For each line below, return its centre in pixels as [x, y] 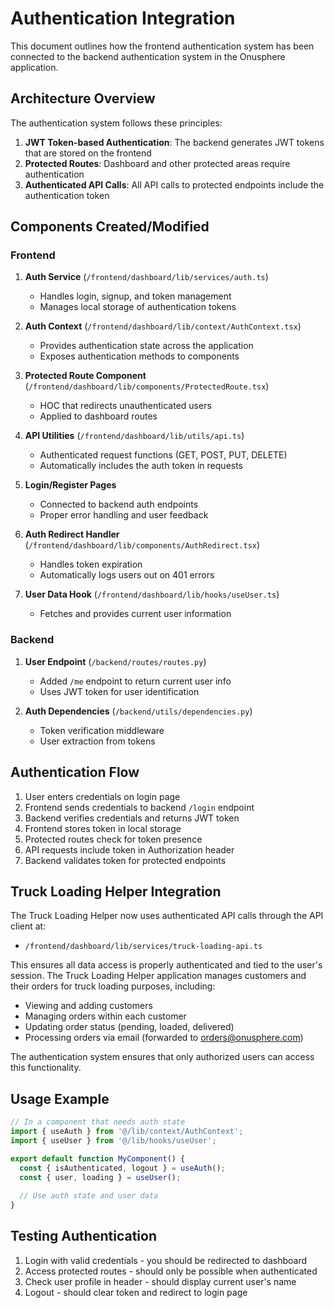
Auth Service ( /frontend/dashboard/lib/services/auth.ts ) [146, 277]
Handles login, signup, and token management [135, 296]
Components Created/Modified [110, 227]
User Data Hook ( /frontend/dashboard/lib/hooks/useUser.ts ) [152, 594]
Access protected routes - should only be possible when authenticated [171, 1271]
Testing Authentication [83, 1236]
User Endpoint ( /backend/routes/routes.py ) [115, 661]
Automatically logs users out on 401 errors [127, 575]
